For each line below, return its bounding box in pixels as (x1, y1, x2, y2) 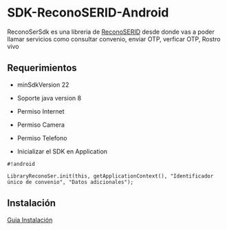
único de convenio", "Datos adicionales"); (7, 178, 134, 185)
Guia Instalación (7, 216, 53, 224)
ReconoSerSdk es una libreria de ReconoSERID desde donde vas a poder (7, 28, 215, 36)
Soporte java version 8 (17, 94, 81, 102)
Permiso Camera (17, 121, 65, 129)
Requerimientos (7, 62, 77, 74)
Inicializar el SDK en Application (17, 147, 108, 156)
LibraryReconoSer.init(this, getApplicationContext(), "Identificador (7, 172, 214, 180)
